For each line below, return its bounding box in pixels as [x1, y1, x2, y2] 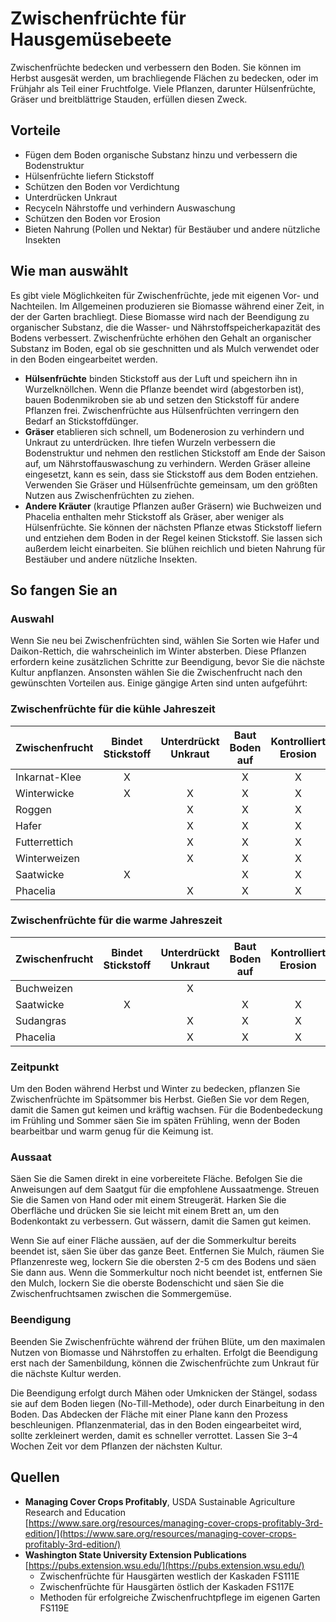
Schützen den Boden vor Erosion [24, 212, 161, 224]
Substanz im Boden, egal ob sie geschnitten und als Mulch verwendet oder [10, 342, 320, 354]
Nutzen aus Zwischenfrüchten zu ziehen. [24, 489, 195, 501]
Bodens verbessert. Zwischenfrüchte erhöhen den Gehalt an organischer [10, 332, 312, 344]
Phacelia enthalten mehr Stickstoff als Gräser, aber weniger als [24, 510, 285, 522]
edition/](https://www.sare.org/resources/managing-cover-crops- [24, 1527, 297, 1539]
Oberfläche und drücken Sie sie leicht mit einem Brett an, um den [10, 1205, 280, 1217]
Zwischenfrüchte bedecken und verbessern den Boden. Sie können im [10, 61, 302, 73]
